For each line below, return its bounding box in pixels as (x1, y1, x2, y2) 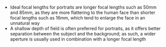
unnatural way (10, 20, 40, 26)
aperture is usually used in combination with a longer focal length (10, 36, 146, 42)
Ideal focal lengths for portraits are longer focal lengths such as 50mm (10, 4, 157, 10)
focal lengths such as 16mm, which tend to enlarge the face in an (10, 15, 145, 20)
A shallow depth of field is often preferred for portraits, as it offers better (10, 25, 161, 31)
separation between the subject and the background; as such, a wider (10, 31, 156, 36)
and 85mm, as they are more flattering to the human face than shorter (10, 9, 155, 15)
